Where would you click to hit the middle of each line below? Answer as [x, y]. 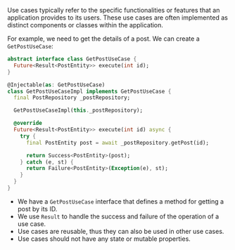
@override [28, 123]
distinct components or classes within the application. [85, 25]
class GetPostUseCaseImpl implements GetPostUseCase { [89, 91]
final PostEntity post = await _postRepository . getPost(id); [118, 143]
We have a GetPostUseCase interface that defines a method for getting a [120, 201]
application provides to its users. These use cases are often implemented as [118, 18]
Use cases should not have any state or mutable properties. [104, 239]
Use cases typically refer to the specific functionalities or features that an [114, 10]
